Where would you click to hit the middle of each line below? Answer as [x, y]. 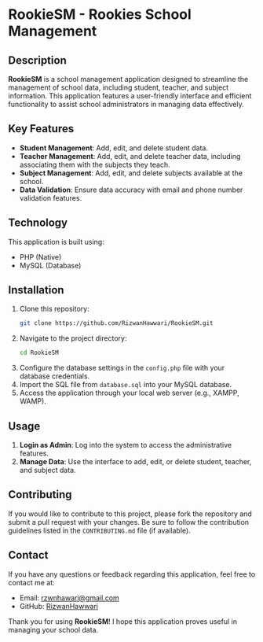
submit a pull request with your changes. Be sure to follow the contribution [129, 522]
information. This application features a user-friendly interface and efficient [130, 96]
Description [37, 60]
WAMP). [33, 401]
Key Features [41, 129]
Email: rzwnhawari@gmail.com [69, 598]
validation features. [51, 197]
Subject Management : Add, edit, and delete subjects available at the [131, 173]
